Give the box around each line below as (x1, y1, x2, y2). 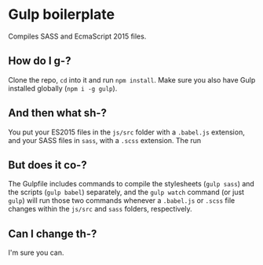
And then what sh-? (8, 106, 108, 120)
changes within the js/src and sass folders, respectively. (8, 204, 192, 214)
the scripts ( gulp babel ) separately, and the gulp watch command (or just (8, 187, 245, 197)
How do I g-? (8, 54, 71, 68)
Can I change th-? (8, 226, 97, 241)
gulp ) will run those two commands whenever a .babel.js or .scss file (8, 196, 236, 205)
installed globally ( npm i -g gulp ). (8, 83, 118, 93)
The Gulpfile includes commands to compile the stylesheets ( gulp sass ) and (8, 179, 255, 189)
